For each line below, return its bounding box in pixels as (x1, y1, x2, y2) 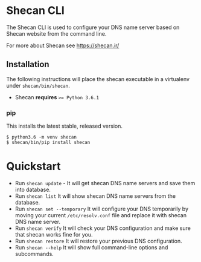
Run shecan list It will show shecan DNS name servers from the (14, 192, 176, 200)
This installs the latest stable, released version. (6, 122, 123, 130)
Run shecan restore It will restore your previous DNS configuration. (14, 237, 182, 244)
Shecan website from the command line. (6, 30, 107, 37)
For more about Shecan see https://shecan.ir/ (6, 42, 120, 49)
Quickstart (6, 160, 62, 173)
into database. (14, 186, 51, 193)
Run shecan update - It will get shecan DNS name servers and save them (14, 179, 196, 186)
